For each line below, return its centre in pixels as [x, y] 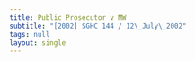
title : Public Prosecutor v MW [68, 17]
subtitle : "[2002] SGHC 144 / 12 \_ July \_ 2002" [98, 26]
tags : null [30, 34]
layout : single [38, 43]
